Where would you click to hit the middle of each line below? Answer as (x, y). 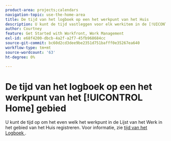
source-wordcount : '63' (31, 52)
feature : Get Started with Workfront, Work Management (65, 33)
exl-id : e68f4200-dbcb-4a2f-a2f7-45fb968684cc (55, 39)
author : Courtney (24, 29)
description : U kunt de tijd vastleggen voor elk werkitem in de (76, 24)
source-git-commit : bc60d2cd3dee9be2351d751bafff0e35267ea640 (73, 43)
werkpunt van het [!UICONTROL (74, 97)
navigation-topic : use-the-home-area (45, 15)
